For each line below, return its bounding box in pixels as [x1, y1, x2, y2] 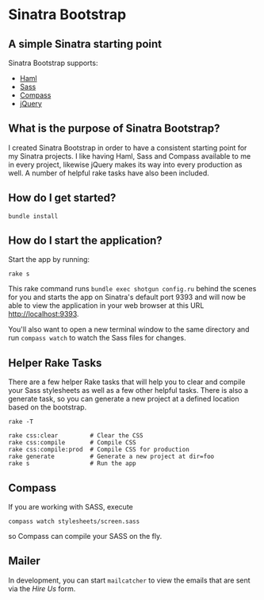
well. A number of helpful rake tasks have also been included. [8, 168, 210, 178]
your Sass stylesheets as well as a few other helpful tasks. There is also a [8, 386, 248, 395]
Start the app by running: [8, 255, 90, 264]
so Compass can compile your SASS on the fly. [8, 532, 163, 541]
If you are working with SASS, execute [8, 502, 133, 512]
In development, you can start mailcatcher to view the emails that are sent [8, 575, 251, 585]
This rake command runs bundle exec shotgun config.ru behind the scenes [8, 284, 257, 294]
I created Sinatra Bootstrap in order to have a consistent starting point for [8, 143, 247, 152]
